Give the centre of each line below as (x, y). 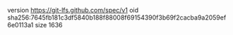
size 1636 (49, 25)
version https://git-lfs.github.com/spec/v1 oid (73, 10)
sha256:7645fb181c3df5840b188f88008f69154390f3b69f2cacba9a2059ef (117, 17)
